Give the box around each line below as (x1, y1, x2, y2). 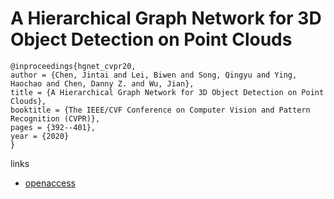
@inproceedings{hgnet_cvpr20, (10, 61, 137, 71)
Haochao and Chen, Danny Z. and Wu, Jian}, (10, 78, 195, 89)
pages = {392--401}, (10, 122, 97, 132)
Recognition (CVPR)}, (10, 113, 101, 124)
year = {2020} (10, 131, 70, 141)
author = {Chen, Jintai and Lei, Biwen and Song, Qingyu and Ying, (10, 70, 298, 80)
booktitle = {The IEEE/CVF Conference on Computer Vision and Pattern (10, 105, 311, 115)
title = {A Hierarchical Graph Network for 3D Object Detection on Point (10, 87, 325, 97)
